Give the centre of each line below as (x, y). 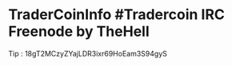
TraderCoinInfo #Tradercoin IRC (117, 15)
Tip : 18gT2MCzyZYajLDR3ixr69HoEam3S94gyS (88, 53)
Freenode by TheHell (79, 31)
